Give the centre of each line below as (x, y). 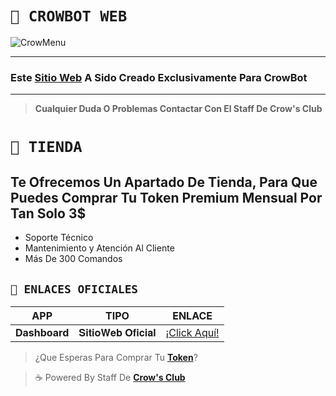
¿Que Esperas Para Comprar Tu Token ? (116, 358)
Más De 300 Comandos (73, 259)
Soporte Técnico (59, 238)
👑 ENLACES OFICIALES (74, 289)
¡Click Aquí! (192, 333)
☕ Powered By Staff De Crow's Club (110, 378)
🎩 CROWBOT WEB (69, 16)
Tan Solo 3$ (48, 213)
